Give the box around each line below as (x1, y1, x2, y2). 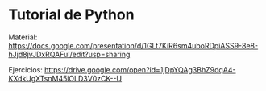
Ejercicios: (8, 64, 43, 74)
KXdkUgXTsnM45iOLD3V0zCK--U (8, 73, 123, 83)
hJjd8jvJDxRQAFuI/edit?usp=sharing (8, 49, 131, 59)
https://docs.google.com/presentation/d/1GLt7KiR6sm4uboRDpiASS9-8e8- (8, 40, 259, 50)
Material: (8, 32, 38, 42)
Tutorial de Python (8, 6, 135, 24)
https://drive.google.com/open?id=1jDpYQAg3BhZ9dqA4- (44, 64, 236, 74)
